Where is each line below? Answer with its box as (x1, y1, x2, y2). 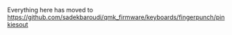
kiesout (7, 21, 28, 28)
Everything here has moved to (7, 6, 94, 14)
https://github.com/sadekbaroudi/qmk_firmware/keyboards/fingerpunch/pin (7, 13, 225, 21)
